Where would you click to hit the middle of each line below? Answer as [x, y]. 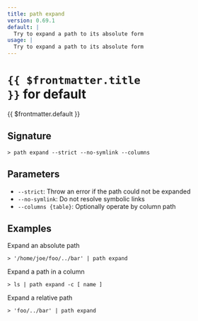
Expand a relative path [40, 298]
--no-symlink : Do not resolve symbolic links [81, 198]
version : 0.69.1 [31, 21]
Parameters [34, 174]
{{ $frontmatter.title [74, 80]
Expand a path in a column [46, 272]
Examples [29, 229]
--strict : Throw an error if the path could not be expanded [104, 191]
